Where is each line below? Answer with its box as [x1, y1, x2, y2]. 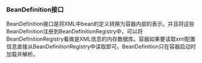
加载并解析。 [6, 50, 38, 58]
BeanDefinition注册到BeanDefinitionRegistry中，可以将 [6, 28, 143, 35]
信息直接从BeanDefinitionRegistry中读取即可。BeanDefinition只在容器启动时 [6, 43, 196, 50]
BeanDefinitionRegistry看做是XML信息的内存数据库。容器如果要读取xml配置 [6, 35, 196, 43]
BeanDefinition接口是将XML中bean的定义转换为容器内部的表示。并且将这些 [6, 20, 195, 28]
